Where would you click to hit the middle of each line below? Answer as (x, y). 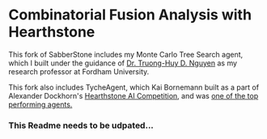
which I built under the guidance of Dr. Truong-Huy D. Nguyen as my (123, 63)
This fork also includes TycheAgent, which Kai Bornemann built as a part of (134, 87)
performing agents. (40, 104)
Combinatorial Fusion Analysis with (130, 15)
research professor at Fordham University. (79, 71)
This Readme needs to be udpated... (81, 125)
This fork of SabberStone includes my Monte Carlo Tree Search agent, (126, 54)
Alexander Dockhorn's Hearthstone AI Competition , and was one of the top (133, 95)
